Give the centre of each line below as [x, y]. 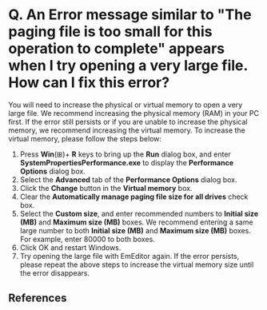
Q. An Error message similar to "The [130, 15]
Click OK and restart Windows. [70, 247]
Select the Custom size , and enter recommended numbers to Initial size [139, 213]
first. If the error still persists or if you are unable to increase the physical [128, 121]
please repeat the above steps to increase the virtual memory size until [137, 264]
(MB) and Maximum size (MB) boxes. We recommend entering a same [136, 222]
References [38, 298]
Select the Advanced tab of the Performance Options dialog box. [128, 179]
